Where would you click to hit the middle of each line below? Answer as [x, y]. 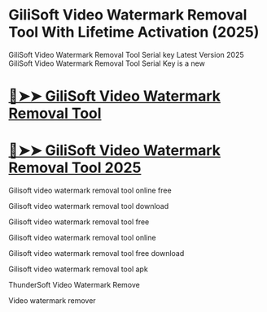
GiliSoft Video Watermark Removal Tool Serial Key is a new [107, 63]
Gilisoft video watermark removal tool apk [78, 269]
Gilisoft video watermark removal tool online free [90, 191]
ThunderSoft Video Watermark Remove [74, 285]
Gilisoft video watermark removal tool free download [96, 253]
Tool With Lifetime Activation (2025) [134, 32]
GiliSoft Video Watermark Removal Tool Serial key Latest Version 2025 [126, 54]
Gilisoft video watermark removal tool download [89, 206]
